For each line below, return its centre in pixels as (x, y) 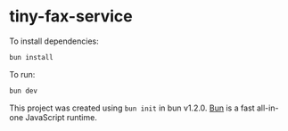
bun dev (24, 91)
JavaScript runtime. (62, 117)
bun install (31, 57)
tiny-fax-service (71, 16)
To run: (22, 74)
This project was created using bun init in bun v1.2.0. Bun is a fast (132, 108)
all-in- (267, 108)
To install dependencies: (54, 41)
